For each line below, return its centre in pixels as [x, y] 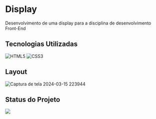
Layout [16, 72]
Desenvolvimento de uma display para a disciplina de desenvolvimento [78, 23]
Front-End [15, 28]
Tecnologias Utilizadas [41, 44]
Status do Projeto [33, 99]
